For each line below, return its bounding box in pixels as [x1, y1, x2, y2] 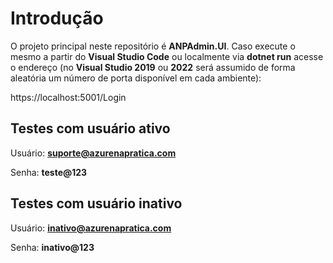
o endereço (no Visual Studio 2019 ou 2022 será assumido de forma [10, 61, 296, 73]
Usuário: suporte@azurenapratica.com [10, 147, 177, 159]
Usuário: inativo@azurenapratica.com [10, 222, 172, 234]
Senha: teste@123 [10, 166, 88, 178]
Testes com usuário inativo [10, 195, 183, 212]
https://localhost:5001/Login [10, 91, 127, 103]
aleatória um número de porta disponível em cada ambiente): [10, 72, 262, 84]
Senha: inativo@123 [10, 241, 95, 253]
